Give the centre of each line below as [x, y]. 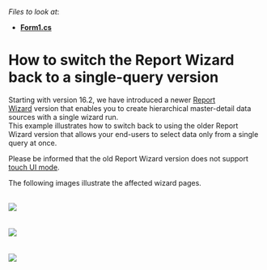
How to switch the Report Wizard [121, 60]
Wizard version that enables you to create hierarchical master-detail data [130, 108]
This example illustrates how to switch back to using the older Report [123, 126]
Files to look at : [34, 12]
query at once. [33, 143]
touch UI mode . [34, 167]
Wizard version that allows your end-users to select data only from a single [133, 134]
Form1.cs [36, 27]
